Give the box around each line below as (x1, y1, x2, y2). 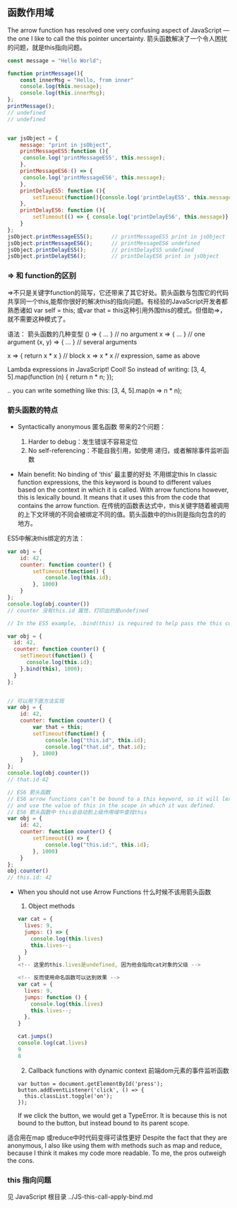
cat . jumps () (17, 1033, 53, 1040)
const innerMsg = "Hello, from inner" (20, 76, 134, 83)
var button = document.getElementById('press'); (17, 1080, 164, 1087)
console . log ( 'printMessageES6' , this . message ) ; (23, 174, 166, 181)
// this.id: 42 (7, 874, 52, 881)
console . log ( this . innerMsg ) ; (20, 90, 106, 97)
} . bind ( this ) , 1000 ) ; (20, 665, 83, 672)
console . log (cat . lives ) (17, 1039, 88, 1046)
